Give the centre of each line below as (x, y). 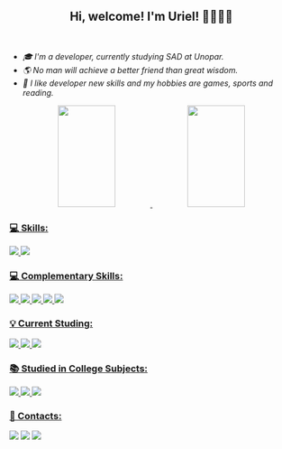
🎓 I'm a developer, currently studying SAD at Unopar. (123, 56)
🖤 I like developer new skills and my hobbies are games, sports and (147, 83)
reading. (38, 92)
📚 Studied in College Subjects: (79, 369)
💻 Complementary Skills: (66, 276)
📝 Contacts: (36, 416)
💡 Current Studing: (51, 323)
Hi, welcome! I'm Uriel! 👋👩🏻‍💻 (151, 17)
